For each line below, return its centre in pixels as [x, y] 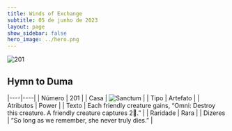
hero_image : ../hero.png [43, 40]
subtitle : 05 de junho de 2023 [53, 20]
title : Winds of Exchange [45, 14]
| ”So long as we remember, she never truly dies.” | [80, 120]
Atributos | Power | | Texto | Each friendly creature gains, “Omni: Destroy [111, 105]
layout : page [26, 26]
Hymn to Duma [40, 81]
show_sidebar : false [37, 33]
